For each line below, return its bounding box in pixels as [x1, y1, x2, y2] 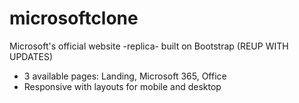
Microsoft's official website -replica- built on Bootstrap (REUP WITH [9, 40, 289, 52]
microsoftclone [9, 7, 139, 30]
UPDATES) [9, 50, 53, 62]
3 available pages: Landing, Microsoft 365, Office [23, 70, 227, 82]
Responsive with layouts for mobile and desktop [23, 80, 222, 92]
